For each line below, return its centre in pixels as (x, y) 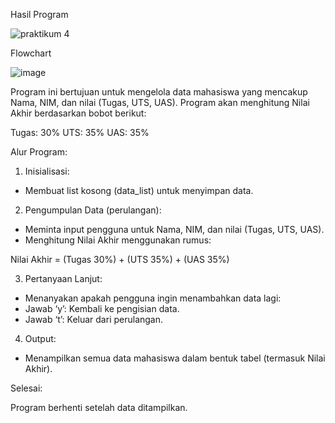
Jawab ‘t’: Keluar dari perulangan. (94, 319)
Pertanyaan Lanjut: (63, 278)
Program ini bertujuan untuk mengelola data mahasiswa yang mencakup (159, 92)
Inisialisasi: (47, 171)
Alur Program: (39, 152)
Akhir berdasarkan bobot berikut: (78, 113)
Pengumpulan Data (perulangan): (93, 210)
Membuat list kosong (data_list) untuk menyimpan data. (139, 190)
